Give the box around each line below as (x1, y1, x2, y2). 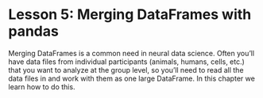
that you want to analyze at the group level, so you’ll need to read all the (8, 65, 244, 74)
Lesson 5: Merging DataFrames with (8, 6, 252, 24)
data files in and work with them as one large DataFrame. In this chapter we (8, 73, 256, 83)
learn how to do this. (8, 81, 75, 92)
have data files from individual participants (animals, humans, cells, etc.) (8, 57, 245, 66)
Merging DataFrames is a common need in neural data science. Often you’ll (8, 48, 255, 58)
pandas (8, 22, 60, 40)
